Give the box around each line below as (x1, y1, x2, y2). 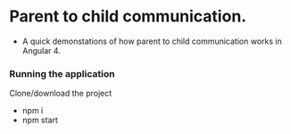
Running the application (9, 67, 115, 80)
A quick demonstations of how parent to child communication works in (21, 36, 283, 46)
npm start (21, 114, 58, 126)
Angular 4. (21, 45, 61, 55)
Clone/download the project (9, 88, 112, 99)
